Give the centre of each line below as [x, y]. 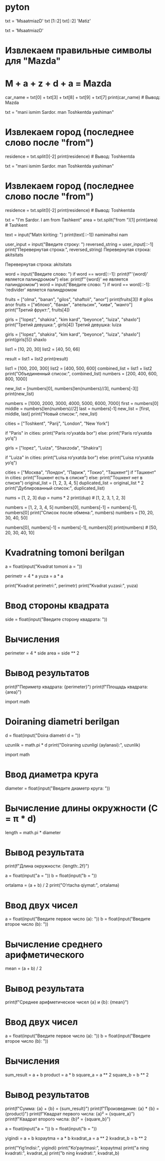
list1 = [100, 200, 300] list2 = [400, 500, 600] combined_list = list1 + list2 [79, 368]
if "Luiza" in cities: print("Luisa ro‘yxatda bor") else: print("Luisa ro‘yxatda [80, 457]
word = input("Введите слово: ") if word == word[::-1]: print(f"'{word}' [77, 274]
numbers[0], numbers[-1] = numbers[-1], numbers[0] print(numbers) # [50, [81, 527]
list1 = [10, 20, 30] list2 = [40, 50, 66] [43, 349]
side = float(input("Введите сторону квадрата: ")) [56, 619]
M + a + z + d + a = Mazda [58, 84]
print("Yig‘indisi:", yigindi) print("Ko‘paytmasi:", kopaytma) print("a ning [77, 1148]
